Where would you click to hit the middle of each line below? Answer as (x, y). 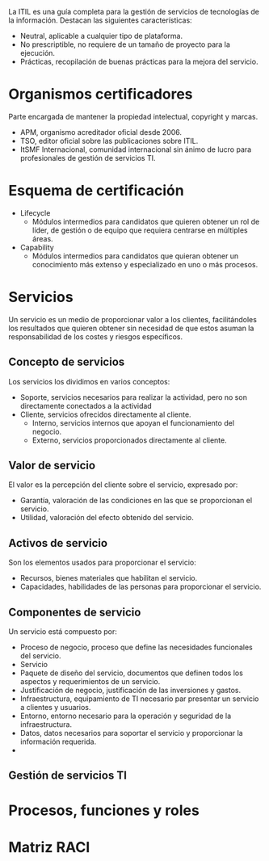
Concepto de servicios (67, 362)
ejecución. (37, 53)
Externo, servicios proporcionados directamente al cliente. (130, 440)
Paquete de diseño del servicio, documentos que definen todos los (132, 673)
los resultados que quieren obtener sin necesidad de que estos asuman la (131, 328)
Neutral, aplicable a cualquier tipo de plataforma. (101, 36)
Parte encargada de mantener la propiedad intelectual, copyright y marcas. (133, 116)
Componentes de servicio (75, 612)
